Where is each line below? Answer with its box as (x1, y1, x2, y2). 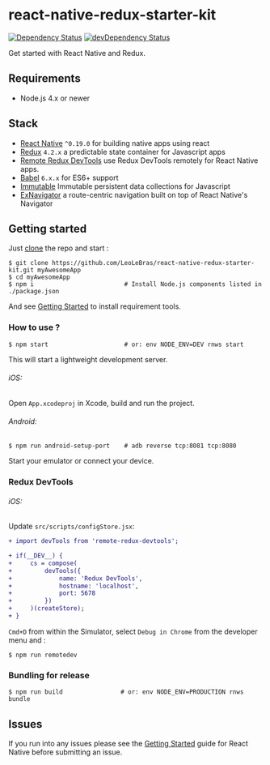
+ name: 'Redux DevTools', (8, 574, 143, 583)
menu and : (8, 635, 46, 645)
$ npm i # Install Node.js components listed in (8, 280, 263, 288)
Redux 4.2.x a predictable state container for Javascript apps (19, 147, 226, 156)
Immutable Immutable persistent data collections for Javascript (19, 181, 230, 191)
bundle (8, 695, 31, 703)
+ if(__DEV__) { (8, 552, 63, 560)
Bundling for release (8, 669, 91, 681)
